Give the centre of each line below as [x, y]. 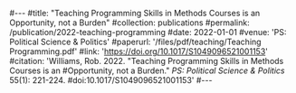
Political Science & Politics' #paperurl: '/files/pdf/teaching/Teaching [135, 42]
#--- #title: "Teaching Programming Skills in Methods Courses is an [135, 13]
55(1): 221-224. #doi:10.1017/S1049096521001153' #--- [111, 80]
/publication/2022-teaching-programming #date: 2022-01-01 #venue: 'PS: [148, 32]
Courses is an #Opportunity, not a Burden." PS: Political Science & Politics [147, 70]
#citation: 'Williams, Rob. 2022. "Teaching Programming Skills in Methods [147, 61]
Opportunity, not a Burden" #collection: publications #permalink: [130, 23]
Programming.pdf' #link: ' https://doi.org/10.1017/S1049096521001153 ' [139, 51]
